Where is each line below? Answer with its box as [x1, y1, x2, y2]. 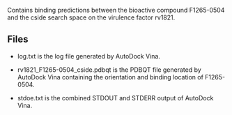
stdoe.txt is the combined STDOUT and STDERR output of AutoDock [17, 93, 214, 102]
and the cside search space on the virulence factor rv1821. [7, 13, 176, 22]
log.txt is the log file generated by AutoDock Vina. [17, 52, 160, 60]
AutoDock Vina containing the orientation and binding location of [17, 72, 204, 81]
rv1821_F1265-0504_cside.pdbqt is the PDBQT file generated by [17, 66, 202, 74]
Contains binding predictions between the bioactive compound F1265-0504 [7, 6, 225, 14]
